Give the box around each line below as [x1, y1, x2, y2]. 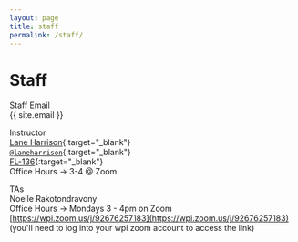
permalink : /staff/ [9, 30, 84, 39]
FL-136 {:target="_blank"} [9, 156, 104, 167]
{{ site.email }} [9, 110, 64, 121]
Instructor [9, 127, 46, 138]
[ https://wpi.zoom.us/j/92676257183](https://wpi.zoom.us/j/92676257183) [9, 213, 290, 224]
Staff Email [9, 100, 50, 110]
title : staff [9, 22, 59, 31]
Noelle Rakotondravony [9, 194, 98, 205]
